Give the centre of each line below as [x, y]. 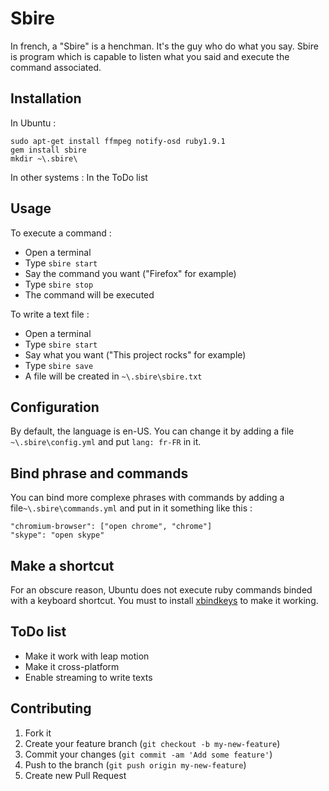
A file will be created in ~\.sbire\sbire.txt [113, 376]
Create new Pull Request [75, 775]
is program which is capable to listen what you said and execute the [150, 56]
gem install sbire [48, 150]
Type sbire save [59, 365]
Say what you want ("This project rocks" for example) [135, 354]
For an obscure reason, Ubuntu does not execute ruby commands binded [161, 590]
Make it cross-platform [72, 666]
